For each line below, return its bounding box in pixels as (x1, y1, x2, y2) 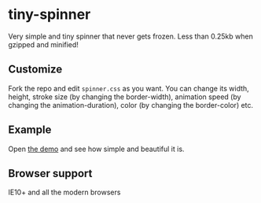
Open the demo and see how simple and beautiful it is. (8, 144, 185, 153)
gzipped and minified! (8, 39, 79, 49)
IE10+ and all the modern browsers (8, 187, 121, 197)
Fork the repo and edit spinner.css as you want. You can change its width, (8, 83, 249, 93)
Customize (8, 63, 63, 76)
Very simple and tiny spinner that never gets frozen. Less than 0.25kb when (8, 31, 253, 41)
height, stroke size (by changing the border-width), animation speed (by (8, 92, 241, 101)
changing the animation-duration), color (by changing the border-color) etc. (8, 100, 254, 109)
